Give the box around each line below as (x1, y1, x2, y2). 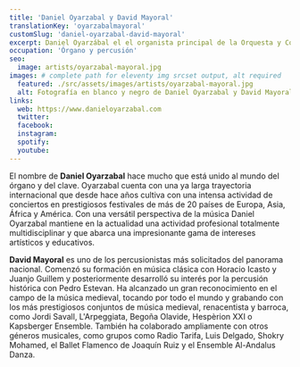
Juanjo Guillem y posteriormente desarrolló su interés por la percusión (9, 273, 269, 284)
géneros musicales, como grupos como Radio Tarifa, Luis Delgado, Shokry (9, 329, 284, 340)
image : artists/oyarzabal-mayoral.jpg (17, 63, 162, 72)
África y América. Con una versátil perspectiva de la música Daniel (9, 208, 254, 219)
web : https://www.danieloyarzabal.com (17, 104, 162, 113)
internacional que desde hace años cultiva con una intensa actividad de (9, 189, 273, 200)
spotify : (17, 138, 50, 146)
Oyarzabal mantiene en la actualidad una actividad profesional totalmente (9, 218, 279, 229)
